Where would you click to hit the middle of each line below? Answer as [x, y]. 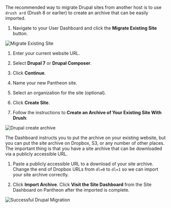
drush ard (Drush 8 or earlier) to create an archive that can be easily [77, 13]
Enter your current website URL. [46, 53]
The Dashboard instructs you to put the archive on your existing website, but [85, 138]
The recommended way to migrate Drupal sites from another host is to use [83, 7]
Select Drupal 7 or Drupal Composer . [52, 63]
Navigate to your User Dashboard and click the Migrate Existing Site [85, 28]
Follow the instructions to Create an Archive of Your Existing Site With [87, 112]
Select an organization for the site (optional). [59, 93]
